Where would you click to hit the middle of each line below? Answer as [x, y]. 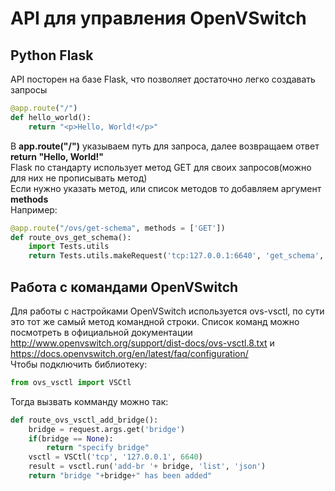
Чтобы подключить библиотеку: [79, 364]
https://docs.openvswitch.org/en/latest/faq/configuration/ [129, 353]
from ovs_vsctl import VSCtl [71, 382]
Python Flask [52, 55]
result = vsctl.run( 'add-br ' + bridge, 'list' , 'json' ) [147, 467]
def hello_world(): [51, 117]
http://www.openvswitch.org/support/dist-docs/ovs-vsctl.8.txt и [142, 343]
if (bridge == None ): [71, 438]
